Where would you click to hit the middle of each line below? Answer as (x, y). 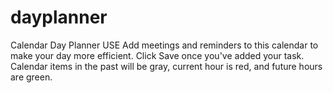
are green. (31, 77)
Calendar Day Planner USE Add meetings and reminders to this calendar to (164, 45)
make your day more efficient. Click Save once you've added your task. (157, 55)
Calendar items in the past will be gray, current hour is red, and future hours (166, 66)
